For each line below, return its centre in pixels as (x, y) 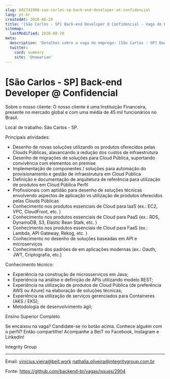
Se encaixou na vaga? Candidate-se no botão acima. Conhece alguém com (84, 326)
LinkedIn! (15, 337)
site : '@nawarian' (34, 57)
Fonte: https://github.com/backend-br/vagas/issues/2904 (66, 371)
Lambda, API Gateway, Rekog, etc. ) (50, 233)
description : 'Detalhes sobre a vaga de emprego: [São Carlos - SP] (83, 43)
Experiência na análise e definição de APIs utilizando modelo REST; (83, 280)
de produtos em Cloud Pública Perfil (50, 185)
